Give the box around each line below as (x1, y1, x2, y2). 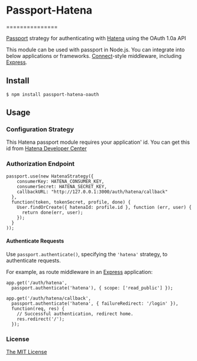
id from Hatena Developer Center (6, 145, 87, 152)
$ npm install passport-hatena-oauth (6, 91, 99, 98)
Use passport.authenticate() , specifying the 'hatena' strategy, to (6, 250, 167, 257)
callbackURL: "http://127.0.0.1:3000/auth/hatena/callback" (17, 189, 168, 195)
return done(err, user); (21, 209, 83, 215)
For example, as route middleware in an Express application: (6, 268, 153, 275)
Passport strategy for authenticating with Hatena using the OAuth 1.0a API (6, 34, 186, 41)
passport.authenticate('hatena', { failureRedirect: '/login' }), (11, 300, 179, 307)
